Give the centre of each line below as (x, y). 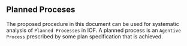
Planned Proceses (41, 10)
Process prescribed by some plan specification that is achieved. (85, 36)
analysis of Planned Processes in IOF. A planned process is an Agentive (94, 30)
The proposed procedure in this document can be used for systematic (93, 24)
